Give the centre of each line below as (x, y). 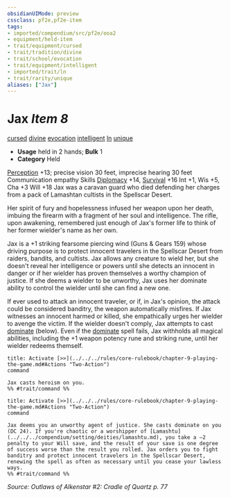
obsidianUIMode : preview (43, 14)
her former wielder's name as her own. (63, 231)
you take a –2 (186, 438)
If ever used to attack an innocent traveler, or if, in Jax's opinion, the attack (114, 301)
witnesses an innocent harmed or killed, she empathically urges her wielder (115, 316)
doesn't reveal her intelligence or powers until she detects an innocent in (111, 266)
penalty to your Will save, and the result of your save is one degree (113, 444)
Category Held (38, 159)
